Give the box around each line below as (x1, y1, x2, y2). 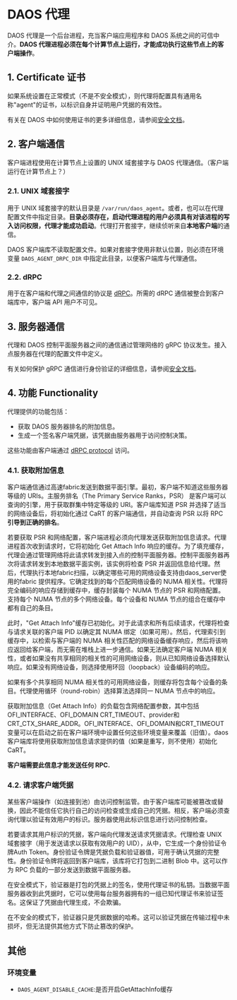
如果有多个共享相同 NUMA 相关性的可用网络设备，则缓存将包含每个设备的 (7, 678, 222, 686)
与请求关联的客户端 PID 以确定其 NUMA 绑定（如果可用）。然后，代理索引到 (7, 628, 226, 636)
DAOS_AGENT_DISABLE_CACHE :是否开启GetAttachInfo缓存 (17, 985, 173, 994)
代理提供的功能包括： (7, 407, 69, 415)
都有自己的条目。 (7, 604, 57, 612)
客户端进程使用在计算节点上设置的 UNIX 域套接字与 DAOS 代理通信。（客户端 (7, 158, 229, 167)
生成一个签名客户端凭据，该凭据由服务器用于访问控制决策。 (17, 431, 191, 439)
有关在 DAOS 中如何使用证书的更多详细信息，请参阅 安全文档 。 (7, 115, 189, 124)
